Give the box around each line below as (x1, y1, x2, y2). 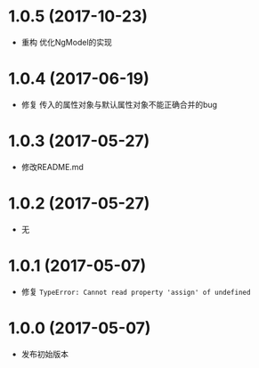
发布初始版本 (20, 348, 69, 359)
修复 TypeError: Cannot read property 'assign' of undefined (20, 286, 251, 297)
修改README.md (20, 161, 84, 172)
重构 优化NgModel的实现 (20, 37, 113, 47)
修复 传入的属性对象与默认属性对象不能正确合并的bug (20, 99, 218, 110)
